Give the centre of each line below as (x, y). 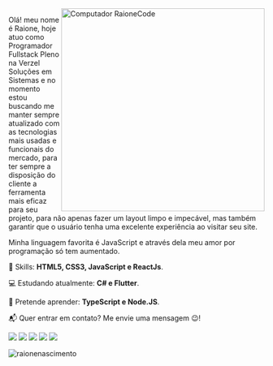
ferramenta (27, 192)
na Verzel (24, 63)
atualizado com (34, 123)
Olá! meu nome (34, 20)
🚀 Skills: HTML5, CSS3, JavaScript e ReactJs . (86, 267)
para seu (23, 209)
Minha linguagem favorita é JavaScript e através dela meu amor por (122, 242)
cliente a (23, 183)
